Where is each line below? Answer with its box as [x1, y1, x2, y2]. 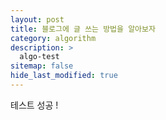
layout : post [10, 14, 65, 25]
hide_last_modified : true [10, 71, 118, 81]
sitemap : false [10, 61, 74, 71]
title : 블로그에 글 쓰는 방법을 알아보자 [10, 24, 156, 34]
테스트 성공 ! [10, 99, 59, 111]
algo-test [19, 52, 60, 62]
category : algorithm [10, 33, 97, 43]
